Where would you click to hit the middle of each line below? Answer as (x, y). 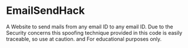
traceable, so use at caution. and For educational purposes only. (84, 39)
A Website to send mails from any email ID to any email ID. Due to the (90, 27)
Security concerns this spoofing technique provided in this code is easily (94, 32)
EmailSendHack (46, 11)
